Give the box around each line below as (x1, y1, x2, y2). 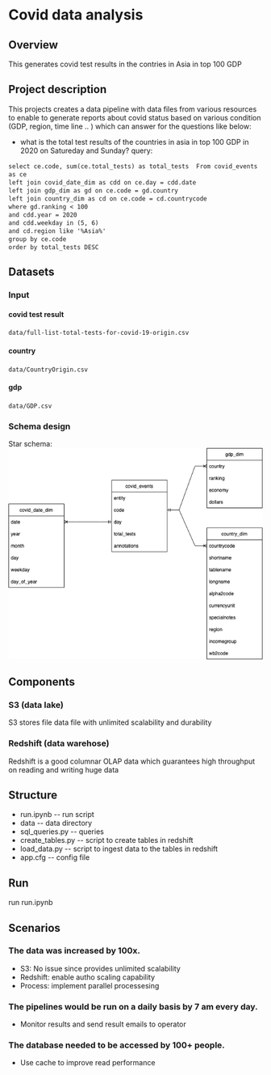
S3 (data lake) (8, 699, 65, 710)
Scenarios (8, 921, 60, 935)
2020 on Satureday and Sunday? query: (19, 146, 153, 155)
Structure (8, 788, 58, 802)
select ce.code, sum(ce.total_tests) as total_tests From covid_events (8, 162, 258, 171)
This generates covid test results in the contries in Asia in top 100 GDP (8, 59, 242, 69)
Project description (8, 83, 107, 96)
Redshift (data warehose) (8, 738, 110, 749)
